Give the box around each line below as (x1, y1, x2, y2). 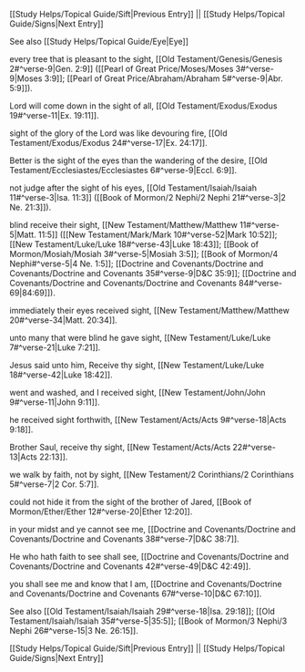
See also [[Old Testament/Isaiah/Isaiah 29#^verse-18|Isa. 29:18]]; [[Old (9, 606, 275, 616)
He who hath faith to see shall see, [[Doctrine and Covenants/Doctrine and (9, 552, 290, 562)
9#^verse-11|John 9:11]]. (9, 397, 100, 408)
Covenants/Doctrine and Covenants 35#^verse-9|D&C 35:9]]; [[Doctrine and (9, 268, 297, 278)
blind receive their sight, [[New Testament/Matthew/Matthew (9, 220, 239, 230)
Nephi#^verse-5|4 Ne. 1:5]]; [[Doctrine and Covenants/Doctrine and (9, 258, 264, 269)
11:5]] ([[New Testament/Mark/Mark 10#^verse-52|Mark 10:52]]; (37, 229, 278, 240)
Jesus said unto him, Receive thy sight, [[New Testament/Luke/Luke (9, 360, 265, 370)
